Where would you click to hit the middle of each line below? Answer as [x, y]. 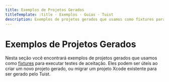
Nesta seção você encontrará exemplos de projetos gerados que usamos [81, 58]
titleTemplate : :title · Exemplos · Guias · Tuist [59, 15]
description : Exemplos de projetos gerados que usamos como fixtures [80, 19]
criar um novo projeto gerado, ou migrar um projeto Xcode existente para [81, 69]
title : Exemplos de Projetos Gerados [45, 10]
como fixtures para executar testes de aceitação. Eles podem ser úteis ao [81, 63]
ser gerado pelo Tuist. [28, 74]
